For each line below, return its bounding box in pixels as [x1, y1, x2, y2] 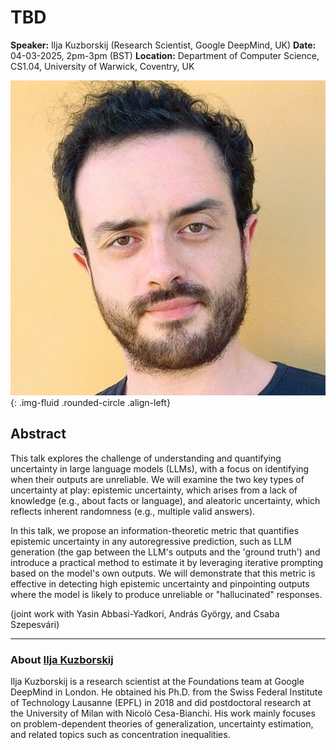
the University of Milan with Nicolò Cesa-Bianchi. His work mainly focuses [10, 707, 316, 720]
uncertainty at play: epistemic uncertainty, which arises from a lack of [10, 484, 298, 496]
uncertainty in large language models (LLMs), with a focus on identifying [10, 462, 310, 475]
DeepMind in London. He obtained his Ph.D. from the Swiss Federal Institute [10, 686, 323, 698]
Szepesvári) [10, 618, 60, 630]
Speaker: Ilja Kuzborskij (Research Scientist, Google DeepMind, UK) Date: [10, 39, 317, 51]
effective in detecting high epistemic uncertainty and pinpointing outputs [10, 577, 310, 590]
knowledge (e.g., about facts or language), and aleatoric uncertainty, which [10, 494, 321, 506]
